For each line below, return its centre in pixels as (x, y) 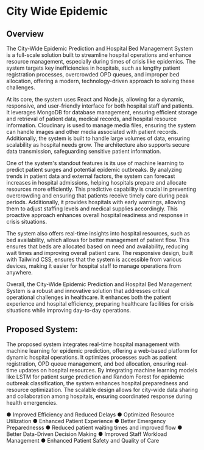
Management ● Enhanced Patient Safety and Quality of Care (83, 440)
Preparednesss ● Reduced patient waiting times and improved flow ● (94, 427)
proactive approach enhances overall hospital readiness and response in (97, 215)
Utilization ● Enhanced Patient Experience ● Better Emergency (86, 421)
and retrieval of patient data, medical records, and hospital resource (92, 119)
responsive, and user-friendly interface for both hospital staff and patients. (100, 106)
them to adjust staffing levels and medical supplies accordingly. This (92, 208)
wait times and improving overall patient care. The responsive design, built (100, 253)
